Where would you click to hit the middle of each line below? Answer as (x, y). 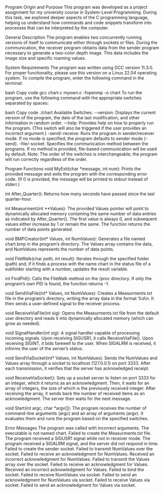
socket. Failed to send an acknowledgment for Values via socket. (70, 485)
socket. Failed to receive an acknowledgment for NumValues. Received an (80, 454)
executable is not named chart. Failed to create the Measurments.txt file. (78, 433)
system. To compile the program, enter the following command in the (75, 78)
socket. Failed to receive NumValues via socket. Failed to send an (71, 475)
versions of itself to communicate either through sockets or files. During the (81, 43)
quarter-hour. (19, 199)
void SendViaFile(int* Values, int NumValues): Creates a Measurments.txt (79, 293)
